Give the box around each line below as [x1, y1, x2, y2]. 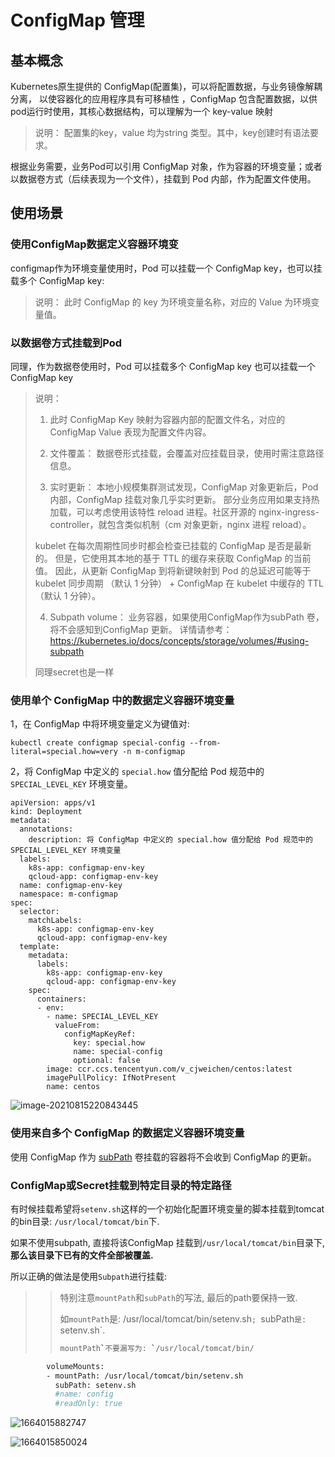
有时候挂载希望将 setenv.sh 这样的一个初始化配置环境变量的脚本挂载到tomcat [10, 1202, 325, 1215]
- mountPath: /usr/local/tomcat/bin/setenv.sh [46, 1371, 244, 1381]
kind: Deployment [10, 807, 83, 817]
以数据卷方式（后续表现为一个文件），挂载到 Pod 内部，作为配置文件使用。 [10, 173, 317, 185]
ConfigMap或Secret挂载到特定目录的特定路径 [10, 1178, 232, 1192]
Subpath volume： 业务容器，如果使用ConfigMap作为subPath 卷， [49, 611, 325, 623]
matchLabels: [28, 916, 83, 926]
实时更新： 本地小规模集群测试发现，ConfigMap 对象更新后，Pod [49, 481, 319, 493]
